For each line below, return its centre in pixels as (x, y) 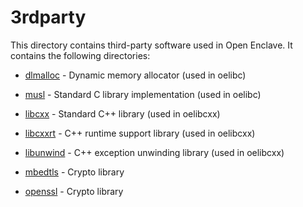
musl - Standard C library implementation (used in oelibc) (143, 94)
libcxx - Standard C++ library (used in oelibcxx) (122, 113)
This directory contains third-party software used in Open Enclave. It (151, 45)
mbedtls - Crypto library (74, 172)
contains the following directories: (80, 55)
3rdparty (48, 17)
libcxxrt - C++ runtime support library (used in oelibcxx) (140, 133)
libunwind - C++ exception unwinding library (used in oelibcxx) (154, 152)
